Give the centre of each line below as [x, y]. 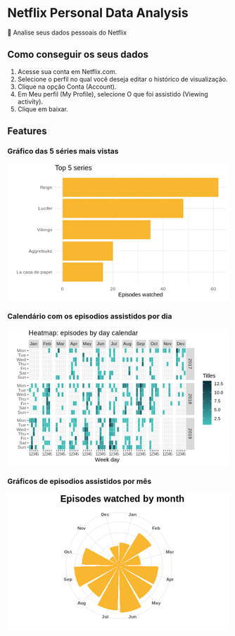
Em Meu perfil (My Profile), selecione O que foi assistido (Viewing [113, 94]
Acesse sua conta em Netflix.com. [67, 71]
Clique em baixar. [43, 109]
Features [27, 131]
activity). [30, 101]
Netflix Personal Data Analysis [98, 13]
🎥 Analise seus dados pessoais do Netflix [67, 32]
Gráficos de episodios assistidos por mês [80, 481]
